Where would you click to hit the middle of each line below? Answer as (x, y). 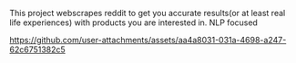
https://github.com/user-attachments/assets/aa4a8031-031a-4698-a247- (148, 40)
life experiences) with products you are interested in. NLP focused (133, 22)
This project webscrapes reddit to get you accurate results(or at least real (148, 13)
